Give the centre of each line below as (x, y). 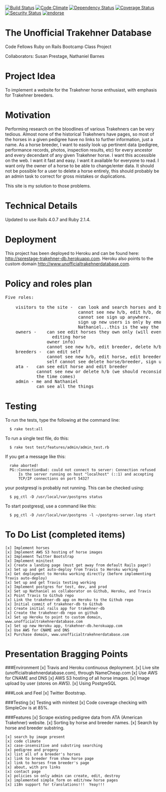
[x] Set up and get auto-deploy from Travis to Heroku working (72, 569)
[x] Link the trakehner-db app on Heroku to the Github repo (69, 600)
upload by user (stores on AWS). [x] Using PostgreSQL (61, 684)
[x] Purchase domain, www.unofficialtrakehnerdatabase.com (67, 634)
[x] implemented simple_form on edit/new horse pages (62, 780)
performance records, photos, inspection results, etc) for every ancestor (79, 150)
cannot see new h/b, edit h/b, (116, 312)
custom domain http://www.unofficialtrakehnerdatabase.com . (68, 264)
